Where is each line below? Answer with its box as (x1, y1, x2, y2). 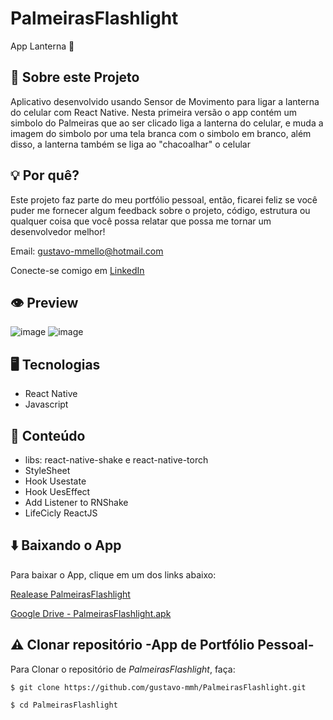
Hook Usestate (24, 475, 87, 487)
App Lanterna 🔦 (10, 40, 75, 52)
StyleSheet (24, 465, 71, 476)
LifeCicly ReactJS (24, 507, 98, 519)
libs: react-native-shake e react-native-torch (24, 454, 209, 466)
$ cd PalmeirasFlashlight (10, 700, 118, 710)
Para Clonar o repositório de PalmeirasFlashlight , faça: (10, 663, 236, 675)
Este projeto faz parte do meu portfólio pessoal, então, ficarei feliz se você (10, 193, 318, 206)
